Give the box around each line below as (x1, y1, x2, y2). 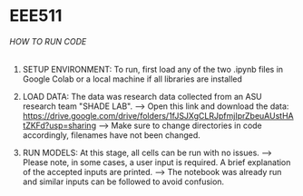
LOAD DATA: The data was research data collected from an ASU (22, 92, 263, 103)
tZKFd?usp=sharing (22, 120, 97, 132)
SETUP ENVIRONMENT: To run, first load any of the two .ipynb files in (22, 64, 284, 75)
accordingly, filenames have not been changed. (22, 130, 201, 141)
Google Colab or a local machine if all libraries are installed (22, 73, 243, 84)
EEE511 (9, 5, 63, 26)
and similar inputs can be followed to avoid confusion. (22, 176, 225, 187)
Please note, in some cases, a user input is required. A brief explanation (22, 157, 291, 168)
